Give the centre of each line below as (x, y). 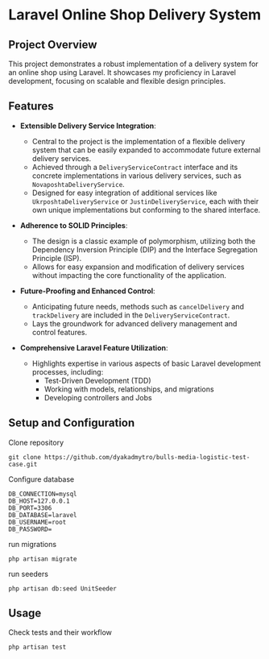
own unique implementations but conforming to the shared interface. (146, 209)
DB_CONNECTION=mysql (43, 494)
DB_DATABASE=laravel (43, 515)
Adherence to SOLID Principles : (74, 225)
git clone (25, 457)
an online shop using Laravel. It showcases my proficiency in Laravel (122, 73)
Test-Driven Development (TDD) (97, 380)
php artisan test (37, 647)
